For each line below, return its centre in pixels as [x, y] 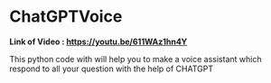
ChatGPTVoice [66, 17]
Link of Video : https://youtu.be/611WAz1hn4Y [98, 41]
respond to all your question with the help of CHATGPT [112, 69]
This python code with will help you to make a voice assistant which [135, 59]
